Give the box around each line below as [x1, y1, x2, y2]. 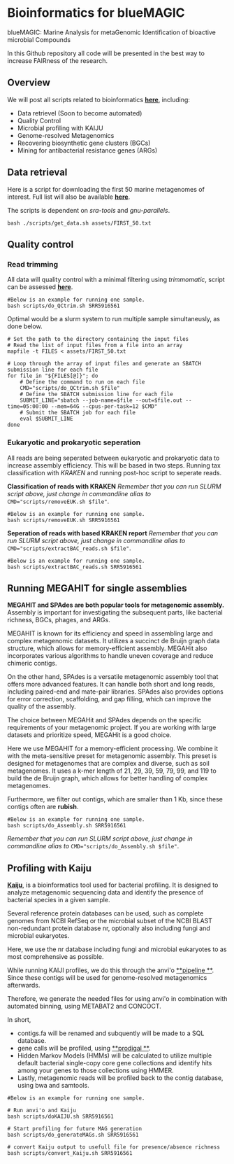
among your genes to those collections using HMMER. [17, 1066, 174, 1075]
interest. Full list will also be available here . [7, 192, 131, 201]
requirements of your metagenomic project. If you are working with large [7, 723, 217, 732]
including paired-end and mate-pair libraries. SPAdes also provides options [7, 687, 224, 696]
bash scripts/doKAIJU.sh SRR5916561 [7, 1113, 114, 1121]
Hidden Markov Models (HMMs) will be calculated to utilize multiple [17, 1051, 212, 1060]
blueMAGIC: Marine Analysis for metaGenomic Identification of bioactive [7, 28, 217, 36]
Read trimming [7, 259, 59, 269]
